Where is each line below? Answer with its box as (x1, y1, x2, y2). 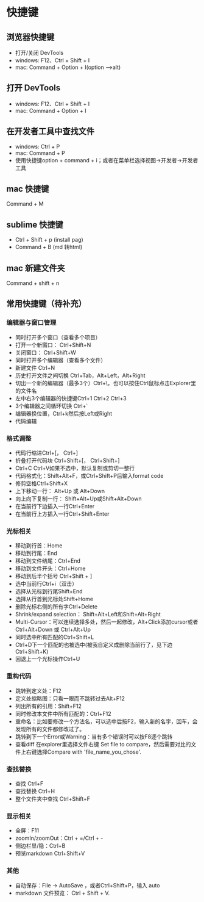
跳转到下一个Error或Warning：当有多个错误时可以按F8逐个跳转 (15, 733, 173, 740)
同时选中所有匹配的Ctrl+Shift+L (15, 633, 94, 641)
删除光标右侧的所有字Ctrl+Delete (15, 603, 98, 610)
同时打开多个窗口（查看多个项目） (15, 333, 101, 341)
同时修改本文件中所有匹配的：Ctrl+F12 (15, 710, 111, 717)
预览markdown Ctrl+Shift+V (15, 850, 85, 857)
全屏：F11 (15, 827, 40, 834)
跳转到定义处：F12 (15, 687, 62, 695)
